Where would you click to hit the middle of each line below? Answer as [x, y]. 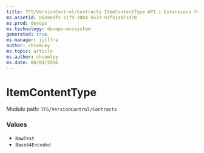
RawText [25, 138]
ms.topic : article [29, 51]
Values [17, 125]
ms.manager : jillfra [32, 40]
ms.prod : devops [27, 23]
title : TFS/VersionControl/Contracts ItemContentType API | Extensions [99, 12]
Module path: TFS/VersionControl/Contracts [62, 109]
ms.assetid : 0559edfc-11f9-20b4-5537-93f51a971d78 [72, 18]
